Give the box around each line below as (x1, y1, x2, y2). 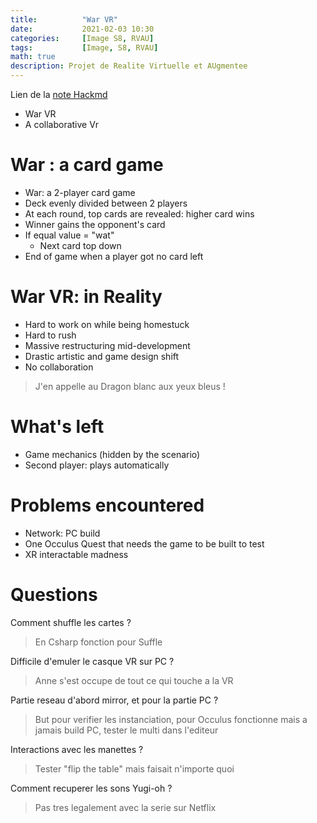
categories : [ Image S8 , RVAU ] (10, 33, 155, 43)
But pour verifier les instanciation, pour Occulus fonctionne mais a (34, 713, 308, 725)
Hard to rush (24, 329, 77, 341)
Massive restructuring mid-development (24, 339, 191, 351)
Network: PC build (24, 527, 101, 539)
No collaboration (24, 361, 94, 373)
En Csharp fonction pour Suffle (34, 636, 163, 648)
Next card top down (39, 239, 122, 251)
